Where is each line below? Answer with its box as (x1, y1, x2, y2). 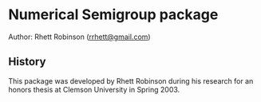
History (8, 55, 46, 69)
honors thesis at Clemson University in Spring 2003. (8, 84, 180, 94)
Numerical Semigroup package (8, 6, 219, 24)
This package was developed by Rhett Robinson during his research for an (8, 76, 254, 85)
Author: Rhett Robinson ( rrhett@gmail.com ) (8, 32, 151, 41)
